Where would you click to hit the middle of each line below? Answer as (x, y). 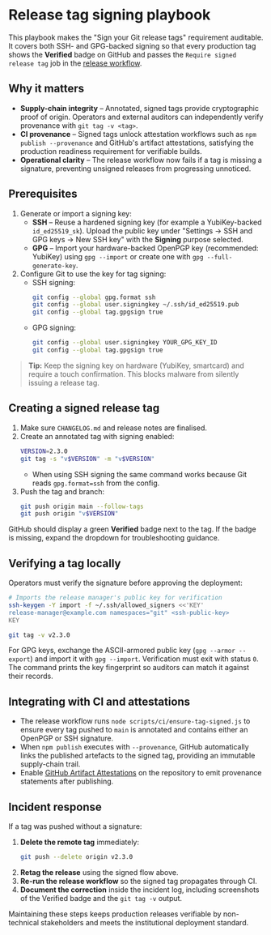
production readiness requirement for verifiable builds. (111, 151)
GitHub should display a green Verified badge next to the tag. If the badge (132, 529)
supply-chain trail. (50, 764)
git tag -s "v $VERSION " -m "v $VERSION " (87, 459)
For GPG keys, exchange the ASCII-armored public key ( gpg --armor (122, 651)
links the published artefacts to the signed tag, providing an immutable (138, 756)
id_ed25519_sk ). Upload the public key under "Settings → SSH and (142, 231)
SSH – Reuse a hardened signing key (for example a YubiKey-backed (147, 222)
